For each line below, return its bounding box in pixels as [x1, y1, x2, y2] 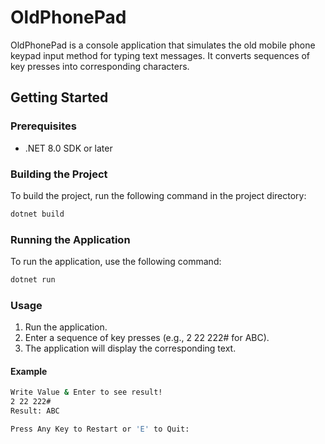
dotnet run [10, 275, 56, 285]
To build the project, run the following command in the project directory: [10, 189, 307, 201]
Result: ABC [10, 406, 60, 416]
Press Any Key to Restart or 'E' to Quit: [10, 424, 190, 435]
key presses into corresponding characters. [10, 60, 190, 72]
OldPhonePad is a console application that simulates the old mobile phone [10, 39, 316, 51]
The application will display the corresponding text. [24, 342, 237, 355]
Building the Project [10, 167, 108, 181]
